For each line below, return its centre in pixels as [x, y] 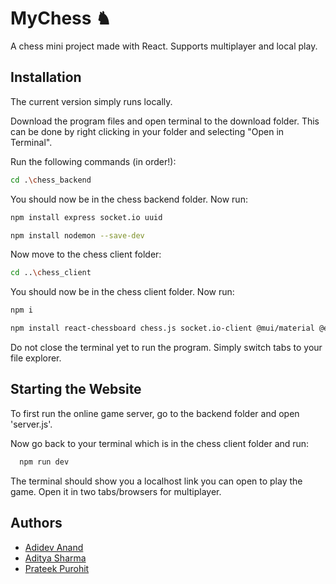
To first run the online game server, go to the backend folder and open [155, 413]
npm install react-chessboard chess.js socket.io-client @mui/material [162, 328]
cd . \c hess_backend [51, 180]
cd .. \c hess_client [51, 273]
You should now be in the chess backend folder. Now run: [129, 199]
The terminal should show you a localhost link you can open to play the [156, 481]
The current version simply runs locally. [91, 101]
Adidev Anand [54, 547]
